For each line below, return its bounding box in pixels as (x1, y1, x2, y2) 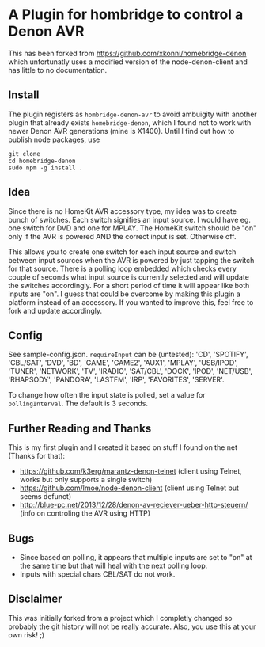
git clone (8, 150, 41, 158)
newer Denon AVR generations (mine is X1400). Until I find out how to (8, 126, 235, 135)
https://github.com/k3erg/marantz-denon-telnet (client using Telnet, (19, 466, 243, 476)
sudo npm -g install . (8, 164, 83, 172)
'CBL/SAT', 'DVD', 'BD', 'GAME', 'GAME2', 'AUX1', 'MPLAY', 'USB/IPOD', (8, 358, 239, 367)
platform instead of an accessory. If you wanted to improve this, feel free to (8, 297, 254, 306)
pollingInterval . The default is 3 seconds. (8, 398, 149, 409)
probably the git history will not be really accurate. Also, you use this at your (8, 622, 256, 631)
